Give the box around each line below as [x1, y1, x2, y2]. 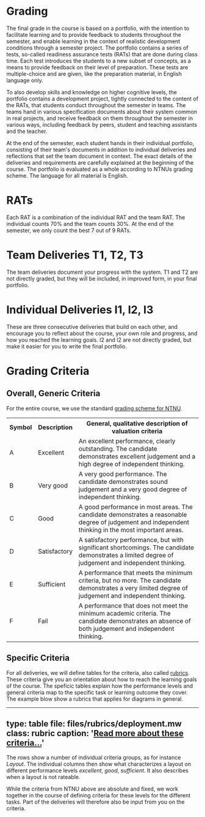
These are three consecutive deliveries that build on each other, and [6, 323, 178, 330]
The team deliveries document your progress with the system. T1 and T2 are [6, 268, 198, 276]
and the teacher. [6, 127, 48, 135]
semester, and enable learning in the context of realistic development [6, 37, 181, 45]
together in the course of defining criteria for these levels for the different [6, 792, 191, 799]
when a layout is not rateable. [6, 774, 81, 781]
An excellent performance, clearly [78, 437, 176, 445]
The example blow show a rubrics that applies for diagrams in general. [6, 695, 184, 702]
